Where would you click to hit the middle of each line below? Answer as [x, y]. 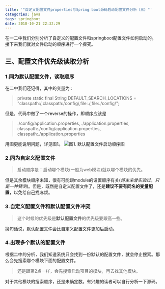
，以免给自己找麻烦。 [31, 192]
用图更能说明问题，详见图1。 [34, 144]
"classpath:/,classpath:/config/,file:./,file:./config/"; [68, 103]
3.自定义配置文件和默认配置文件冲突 [48, 207]
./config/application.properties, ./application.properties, [73, 123]
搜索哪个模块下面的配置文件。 [48, 260]
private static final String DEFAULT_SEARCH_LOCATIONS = [77, 98]
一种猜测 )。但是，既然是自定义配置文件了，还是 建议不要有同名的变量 [79, 186]
